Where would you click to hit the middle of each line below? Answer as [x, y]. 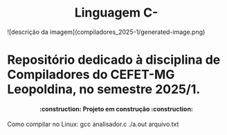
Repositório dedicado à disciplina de [114, 60]
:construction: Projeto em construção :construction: [116, 109]
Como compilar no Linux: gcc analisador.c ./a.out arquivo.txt [93, 124]
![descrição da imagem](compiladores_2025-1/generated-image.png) [106, 32]
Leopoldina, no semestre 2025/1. [104, 90]
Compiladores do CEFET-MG [91, 75]
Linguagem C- [116, 13]
